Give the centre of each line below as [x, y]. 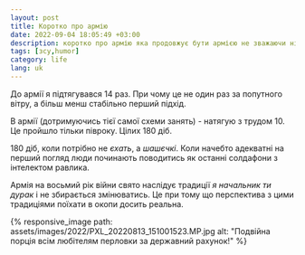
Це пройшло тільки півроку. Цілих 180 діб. [91, 130]
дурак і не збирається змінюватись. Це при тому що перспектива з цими [152, 194]
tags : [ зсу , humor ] [45, 52]
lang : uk [27, 69]
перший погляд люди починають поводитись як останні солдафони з [144, 157]
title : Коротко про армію [59, 26]
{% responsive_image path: [62, 222]
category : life [39, 60]
